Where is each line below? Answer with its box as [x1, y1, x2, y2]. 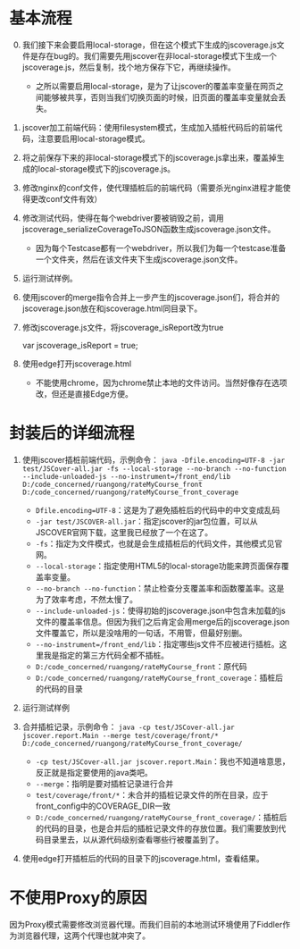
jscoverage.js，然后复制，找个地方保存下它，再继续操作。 [21, 62, 237, 72]
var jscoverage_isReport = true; [21, 340, 138, 350]
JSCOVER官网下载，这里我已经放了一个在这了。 [35, 526, 213, 537]
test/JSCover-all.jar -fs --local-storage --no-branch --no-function [21, 464, 287, 474]
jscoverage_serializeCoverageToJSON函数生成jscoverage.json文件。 [21, 223, 276, 234]
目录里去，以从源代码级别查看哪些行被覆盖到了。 [43, 834, 224, 844]
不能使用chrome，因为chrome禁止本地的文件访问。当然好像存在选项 [35, 377, 287, 388]
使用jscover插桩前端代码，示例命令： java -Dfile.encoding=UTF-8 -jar [21, 454, 286, 465]
